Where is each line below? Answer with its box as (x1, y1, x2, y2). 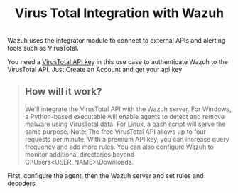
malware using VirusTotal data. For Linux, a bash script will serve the (24, 120, 226, 128)
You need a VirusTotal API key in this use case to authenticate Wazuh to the (7, 57, 229, 66)
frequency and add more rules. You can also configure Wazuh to (24, 142, 215, 151)
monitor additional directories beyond (24, 150, 135, 158)
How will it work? (24, 85, 102, 98)
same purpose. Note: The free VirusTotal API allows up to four (24, 127, 206, 136)
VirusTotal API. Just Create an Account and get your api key (7, 65, 183, 73)
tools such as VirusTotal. (7, 43, 80, 52)
